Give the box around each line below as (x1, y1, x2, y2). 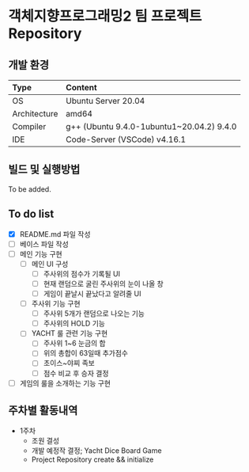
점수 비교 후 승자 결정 (43, 368, 109, 378)
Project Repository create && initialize (31, 455, 154, 464)
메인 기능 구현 (19, 249, 62, 258)
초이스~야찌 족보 (43, 358, 95, 368)
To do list (8, 207, 55, 221)
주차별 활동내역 (8, 404, 78, 417)
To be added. (8, 184, 51, 194)
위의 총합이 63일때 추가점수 (43, 348, 129, 358)
